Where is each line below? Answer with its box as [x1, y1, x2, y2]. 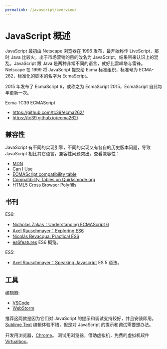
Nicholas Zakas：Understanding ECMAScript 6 [12, 222, 109, 228]
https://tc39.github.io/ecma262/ [12, 114, 79, 120]
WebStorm [12, 305, 35, 311]
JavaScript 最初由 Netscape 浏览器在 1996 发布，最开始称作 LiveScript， [5, 48, 155, 54]
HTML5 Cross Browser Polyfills [12, 182, 77, 188]
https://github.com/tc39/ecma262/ [12, 109, 84, 115]
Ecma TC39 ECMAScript [5, 99, 56, 105]
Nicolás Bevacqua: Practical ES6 [12, 233, 80, 240]
